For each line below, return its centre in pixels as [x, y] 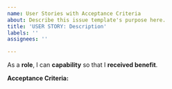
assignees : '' [28, 39]
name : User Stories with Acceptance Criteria [74, 13]
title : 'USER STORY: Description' [57, 26]
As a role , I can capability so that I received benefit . [83, 65]
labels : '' [23, 33]
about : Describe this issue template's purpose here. [87, 20]
